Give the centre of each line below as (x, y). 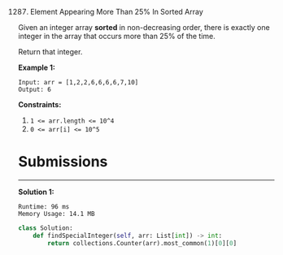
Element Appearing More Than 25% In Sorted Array (116, 12)
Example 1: (37, 67)
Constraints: (40, 104)
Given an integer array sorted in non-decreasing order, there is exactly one (144, 27)
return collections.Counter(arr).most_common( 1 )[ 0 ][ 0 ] (142, 243)
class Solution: (46, 228)
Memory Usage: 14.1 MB (57, 214)
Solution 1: (36, 192)
